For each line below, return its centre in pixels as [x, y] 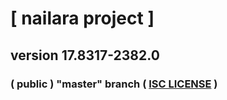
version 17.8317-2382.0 [85, 55]
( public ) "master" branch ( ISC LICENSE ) [114, 84]
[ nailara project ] [82, 18]
